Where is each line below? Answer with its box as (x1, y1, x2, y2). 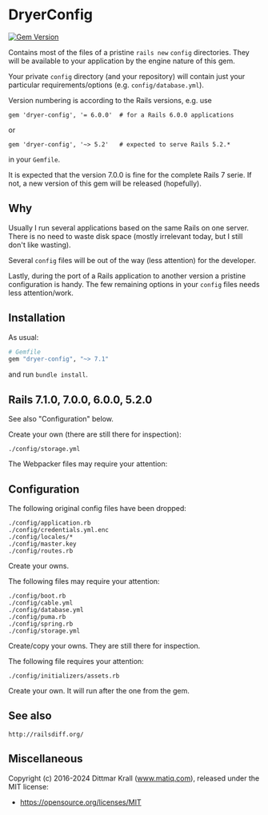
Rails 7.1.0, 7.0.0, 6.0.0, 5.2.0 (8, 393, 153, 406)
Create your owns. (8, 561, 70, 570)
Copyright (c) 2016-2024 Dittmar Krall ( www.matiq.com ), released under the (8, 773, 260, 783)
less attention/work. (8, 288, 74, 298)
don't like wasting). (8, 240, 71, 250)
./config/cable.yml (8, 598, 74, 607)
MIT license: (8, 781, 50, 791)
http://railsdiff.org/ (8, 730, 84, 738)
